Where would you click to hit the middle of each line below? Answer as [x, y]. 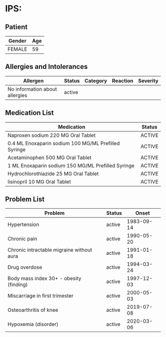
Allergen [33, 81]
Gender [17, 41]
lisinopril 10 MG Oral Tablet [39, 181]
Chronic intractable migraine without [50, 250]
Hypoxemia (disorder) [33, 324]
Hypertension [23, 225]
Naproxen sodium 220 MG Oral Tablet [52, 135]
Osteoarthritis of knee [33, 310]
